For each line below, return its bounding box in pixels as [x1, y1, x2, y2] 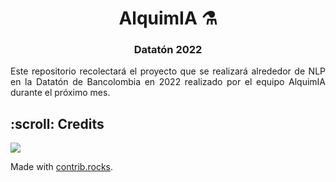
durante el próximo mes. [10, 87, 111, 99]
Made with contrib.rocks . [10, 161, 114, 173]
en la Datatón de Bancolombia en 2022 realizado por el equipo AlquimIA [10, 76, 326, 88]
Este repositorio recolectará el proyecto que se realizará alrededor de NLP [10, 65, 326, 77]
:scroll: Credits [10, 115, 105, 132]
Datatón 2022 [133, 43, 203, 57]
